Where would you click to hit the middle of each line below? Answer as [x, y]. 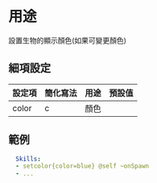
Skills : [29, 159]
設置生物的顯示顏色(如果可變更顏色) [68, 40]
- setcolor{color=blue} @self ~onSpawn [83, 166]
